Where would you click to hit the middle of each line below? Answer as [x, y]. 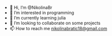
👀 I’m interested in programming [42, 13]
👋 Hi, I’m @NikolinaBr [31, 8]
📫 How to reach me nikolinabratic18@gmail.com [58, 28]
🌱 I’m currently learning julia [38, 18]
